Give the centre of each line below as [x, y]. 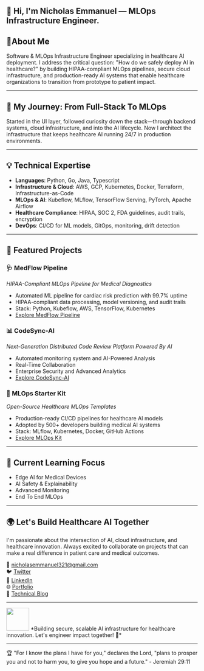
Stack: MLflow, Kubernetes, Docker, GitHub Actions [80, 431]
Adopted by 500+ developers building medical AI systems [88, 425]
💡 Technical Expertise [49, 166]
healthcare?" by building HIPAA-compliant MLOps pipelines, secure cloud [98, 69]
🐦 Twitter [19, 571]
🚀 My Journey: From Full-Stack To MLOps [87, 107]
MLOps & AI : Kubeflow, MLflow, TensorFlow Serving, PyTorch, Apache [103, 200]
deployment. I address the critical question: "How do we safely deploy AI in [100, 63]
